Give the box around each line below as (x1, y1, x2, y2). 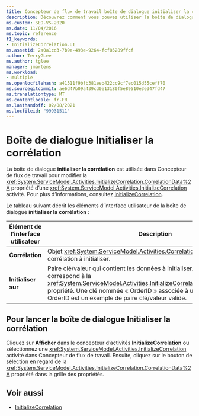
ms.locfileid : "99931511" (6, 108, 70, 114)
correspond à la (47, 272, 92, 280)
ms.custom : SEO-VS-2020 (6, 20, 65, 25)
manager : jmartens (6, 63, 52, 70)
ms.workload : (6, 69, 38, 75)
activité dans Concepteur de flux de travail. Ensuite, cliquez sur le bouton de (6, 352, 192, 359)
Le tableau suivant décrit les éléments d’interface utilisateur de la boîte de (6, 202, 187, 209)
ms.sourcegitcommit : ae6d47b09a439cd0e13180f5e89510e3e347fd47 (6, 86, 166, 92)
